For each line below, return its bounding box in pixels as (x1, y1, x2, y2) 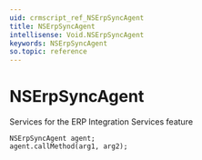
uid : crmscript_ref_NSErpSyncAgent (9, 13, 145, 23)
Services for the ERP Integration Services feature (9, 116, 194, 127)
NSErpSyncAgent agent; (9, 134, 96, 144)
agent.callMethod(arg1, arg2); (9, 142, 128, 151)
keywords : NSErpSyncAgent (9, 38, 107, 48)
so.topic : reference (9, 47, 88, 56)
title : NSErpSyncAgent (9, 22, 96, 31)
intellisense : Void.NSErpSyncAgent (9, 30, 145, 39)
